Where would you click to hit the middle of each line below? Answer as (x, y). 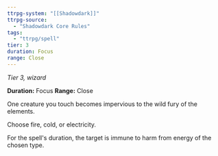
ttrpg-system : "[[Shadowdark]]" (53, 13)
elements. (21, 111)
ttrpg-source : (27, 20)
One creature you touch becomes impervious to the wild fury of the (102, 104)
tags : (15, 32)
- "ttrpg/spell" (36, 39)
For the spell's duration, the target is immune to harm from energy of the (109, 138)
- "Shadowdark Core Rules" (52, 26)
